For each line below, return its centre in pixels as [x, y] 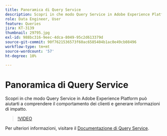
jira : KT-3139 [20, 28]
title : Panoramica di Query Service [43, 10]
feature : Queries [23, 24]
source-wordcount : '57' [30, 51]
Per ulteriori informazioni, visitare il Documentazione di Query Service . [77, 128]
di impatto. [16, 109]
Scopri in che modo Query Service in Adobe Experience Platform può [76, 99]
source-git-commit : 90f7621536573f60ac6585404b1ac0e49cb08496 [71, 42]
